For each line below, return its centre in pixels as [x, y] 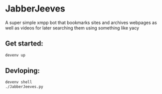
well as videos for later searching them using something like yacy [72, 27]
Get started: [24, 44]
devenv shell [19, 82]
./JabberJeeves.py [24, 87]
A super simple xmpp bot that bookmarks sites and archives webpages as [81, 22]
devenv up [15, 55]
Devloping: [22, 71]
